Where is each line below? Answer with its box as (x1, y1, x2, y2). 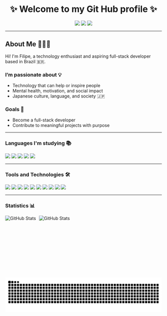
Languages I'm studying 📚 (5, 140, 72, 147)
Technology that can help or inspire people (12, 83, 100, 89)
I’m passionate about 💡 (5, 71, 62, 78)
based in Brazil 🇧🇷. (5, 58, 46, 64)
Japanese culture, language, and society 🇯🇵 (12, 93, 105, 99)
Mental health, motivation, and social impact (12, 88, 103, 94)
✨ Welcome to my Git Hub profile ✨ (9, 3, 158, 15)
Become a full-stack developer (12, 117, 76, 123)
